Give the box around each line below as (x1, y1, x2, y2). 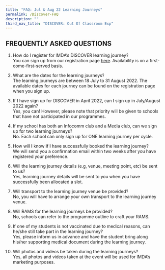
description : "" (5, 16, 39, 21)
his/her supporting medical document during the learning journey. (12, 239, 146, 245)
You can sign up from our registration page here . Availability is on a (12, 58, 149, 64)
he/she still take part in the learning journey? (12, 229, 103, 234)
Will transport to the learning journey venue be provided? (12, 189, 129, 194)
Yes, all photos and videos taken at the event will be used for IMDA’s (12, 254, 151, 260)
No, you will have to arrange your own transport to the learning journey (12, 193, 157, 200)
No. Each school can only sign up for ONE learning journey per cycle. (12, 134, 153, 140)
